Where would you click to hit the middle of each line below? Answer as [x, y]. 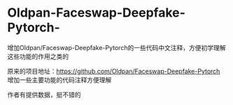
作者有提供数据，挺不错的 [44, 95]
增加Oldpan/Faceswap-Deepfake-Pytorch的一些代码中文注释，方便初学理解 [116, 47]
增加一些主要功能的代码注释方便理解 [59, 80]
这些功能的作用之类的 [38, 56]
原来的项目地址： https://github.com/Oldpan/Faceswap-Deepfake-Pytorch [114, 71]
